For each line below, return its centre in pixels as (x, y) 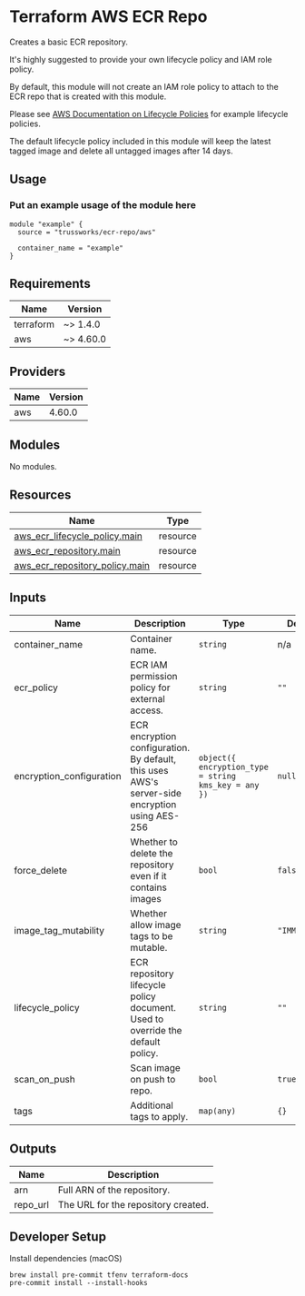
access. (147, 710)
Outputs (33, 1149)
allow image (156, 925)
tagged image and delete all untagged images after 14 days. (121, 151)
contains (149, 887)
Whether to (154, 842)
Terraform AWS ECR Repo (108, 17)
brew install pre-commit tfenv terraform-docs (99, 1275)
